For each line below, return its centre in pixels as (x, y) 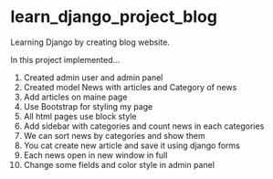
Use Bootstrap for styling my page (88, 106)
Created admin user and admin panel (93, 77)
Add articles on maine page (75, 97)
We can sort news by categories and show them (115, 135)
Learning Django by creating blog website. (90, 42)
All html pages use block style (80, 116)
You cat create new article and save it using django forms (131, 145)
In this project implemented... (65, 59)
